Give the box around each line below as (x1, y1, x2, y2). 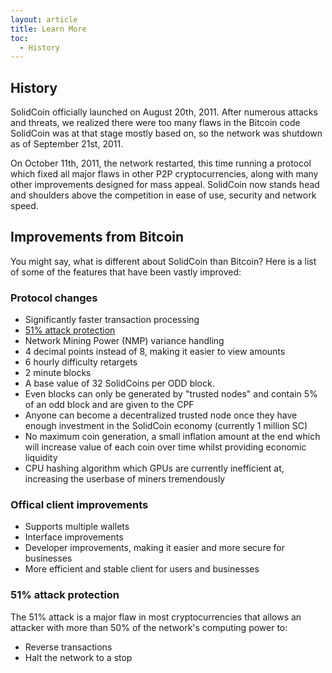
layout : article (10, 14, 78, 25)
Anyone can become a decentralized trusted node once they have (24, 409, 298, 421)
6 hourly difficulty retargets (24, 356, 138, 368)
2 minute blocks (24, 367, 92, 379)
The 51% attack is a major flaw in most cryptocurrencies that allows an (10, 611, 302, 623)
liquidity (24, 452, 58, 464)
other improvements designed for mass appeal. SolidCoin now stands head (10, 179, 320, 191)
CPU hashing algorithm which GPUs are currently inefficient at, (24, 462, 285, 475)
